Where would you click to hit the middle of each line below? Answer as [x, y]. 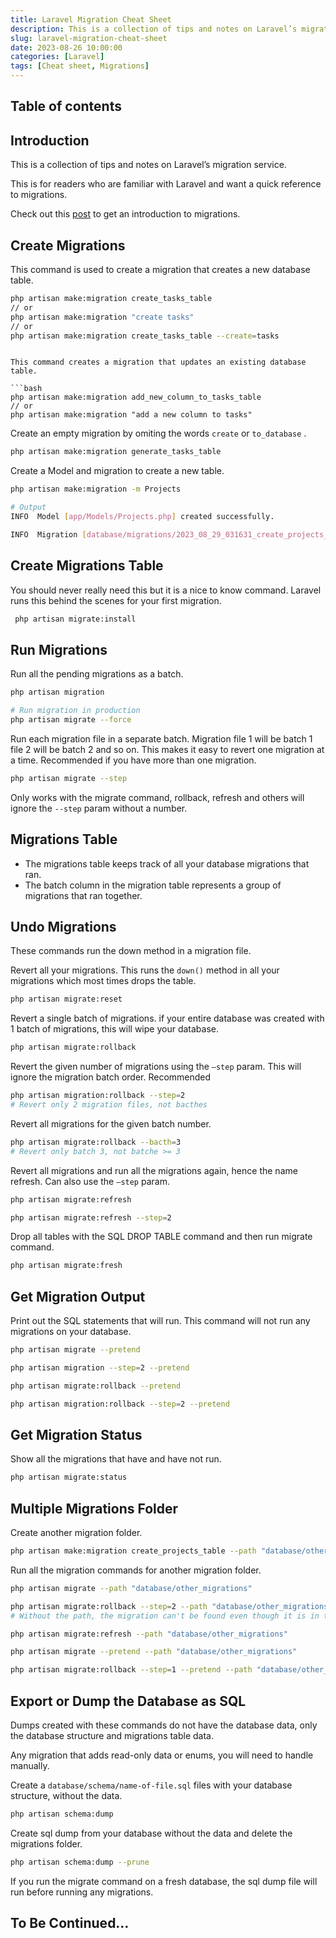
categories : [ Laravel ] [57, 57]
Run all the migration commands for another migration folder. [136, 1570]
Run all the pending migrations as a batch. [97, 674]
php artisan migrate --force [71, 720]
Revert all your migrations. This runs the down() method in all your [145, 970]
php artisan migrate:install [75, 619]
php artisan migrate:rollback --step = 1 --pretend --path [131, 1670]
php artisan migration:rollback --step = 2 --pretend [120, 1404]
